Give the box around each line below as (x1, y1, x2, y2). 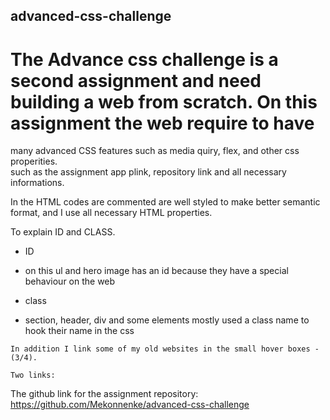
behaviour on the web (24, 275, 116, 288)
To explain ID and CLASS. (10, 226, 116, 238)
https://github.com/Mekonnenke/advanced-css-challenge (10, 399, 250, 411)
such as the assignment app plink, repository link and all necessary (10, 166, 287, 178)
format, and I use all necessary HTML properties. (10, 207, 213, 219)
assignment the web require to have (10, 112, 315, 134)
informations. (10, 177, 65, 189)
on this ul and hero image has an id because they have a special (24, 265, 289, 277)
